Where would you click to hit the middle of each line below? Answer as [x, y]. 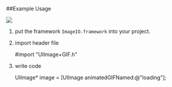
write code [28, 66]
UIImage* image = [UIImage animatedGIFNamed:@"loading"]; [90, 77]
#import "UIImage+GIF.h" [46, 54]
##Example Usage [29, 9]
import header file [37, 43]
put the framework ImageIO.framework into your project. [82, 31]
